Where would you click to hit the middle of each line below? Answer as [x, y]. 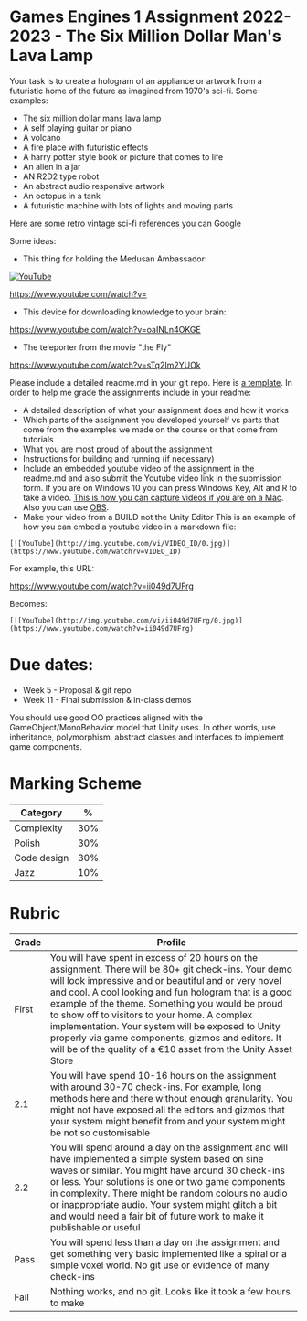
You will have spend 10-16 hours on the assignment [163, 1075]
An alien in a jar [52, 166]
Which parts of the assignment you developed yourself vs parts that [151, 420]
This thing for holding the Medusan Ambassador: [115, 259]
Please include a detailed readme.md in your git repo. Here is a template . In [151, 382]
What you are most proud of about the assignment [117, 449]
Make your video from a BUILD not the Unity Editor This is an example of [159, 517]
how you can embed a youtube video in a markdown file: [129, 527]
